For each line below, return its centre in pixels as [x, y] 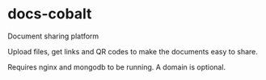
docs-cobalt [50, 14]
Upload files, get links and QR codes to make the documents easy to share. [133, 51]
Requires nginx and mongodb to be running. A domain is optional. [117, 67]
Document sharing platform [53, 36]
